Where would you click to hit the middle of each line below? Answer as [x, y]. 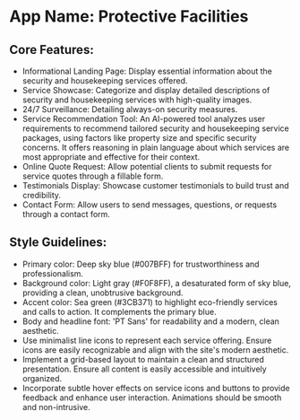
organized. [42, 378]
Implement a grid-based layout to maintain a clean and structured [143, 359]
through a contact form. [66, 214]
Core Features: [51, 50]
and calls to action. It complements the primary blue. [119, 311]
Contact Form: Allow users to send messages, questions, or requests [150, 205]
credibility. [41, 195]
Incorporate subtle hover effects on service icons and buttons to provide [156, 388]
